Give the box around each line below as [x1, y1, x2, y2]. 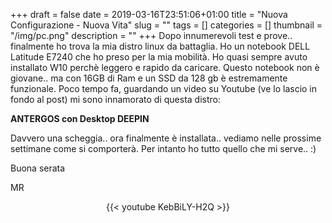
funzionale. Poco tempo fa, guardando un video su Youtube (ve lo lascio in [10, 83, 318, 94]
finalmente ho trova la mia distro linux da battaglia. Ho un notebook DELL [10, 40, 311, 52]
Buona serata [10, 162, 66, 174]
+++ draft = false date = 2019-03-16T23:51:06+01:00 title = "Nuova [10, 9, 288, 20]
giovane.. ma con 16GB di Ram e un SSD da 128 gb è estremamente [10, 72, 288, 84]
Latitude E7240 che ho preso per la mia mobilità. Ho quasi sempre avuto [10, 51, 308, 63]
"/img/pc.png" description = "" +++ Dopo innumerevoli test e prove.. [10, 30, 293, 41]
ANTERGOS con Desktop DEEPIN [10, 113, 150, 124]
